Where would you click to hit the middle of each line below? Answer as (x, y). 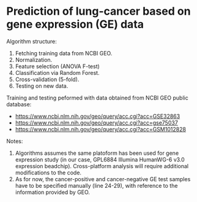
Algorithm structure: (32, 41)
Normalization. (34, 60)
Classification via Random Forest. (57, 72)
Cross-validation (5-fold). (47, 79)
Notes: (15, 141)
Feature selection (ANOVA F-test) (57, 66)
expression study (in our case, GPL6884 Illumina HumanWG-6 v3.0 (100, 159)
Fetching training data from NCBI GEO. (64, 53)
